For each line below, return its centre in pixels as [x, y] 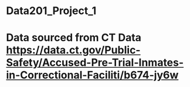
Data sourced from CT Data [74, 38]
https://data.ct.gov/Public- [73, 50]
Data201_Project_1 [51, 11]
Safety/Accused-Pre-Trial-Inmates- [95, 63]
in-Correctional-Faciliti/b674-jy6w [92, 75]
